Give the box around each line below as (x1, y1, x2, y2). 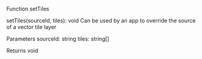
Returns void (6, 47, 38, 54)
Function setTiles (6, 5, 49, 12)
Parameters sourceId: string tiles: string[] (6, 35, 110, 42)
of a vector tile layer (6, 24, 57, 30)
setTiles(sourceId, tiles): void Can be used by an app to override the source (6, 17, 196, 24)
